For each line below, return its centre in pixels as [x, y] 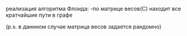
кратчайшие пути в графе [39, 15]
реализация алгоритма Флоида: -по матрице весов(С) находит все [94, 9]
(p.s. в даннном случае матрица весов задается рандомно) [84, 27]
